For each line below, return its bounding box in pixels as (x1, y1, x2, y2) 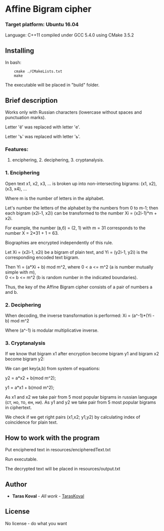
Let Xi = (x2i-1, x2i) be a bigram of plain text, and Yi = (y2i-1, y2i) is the (5, 249, 148, 255)
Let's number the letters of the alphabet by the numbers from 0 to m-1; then (5, 205, 159, 211)
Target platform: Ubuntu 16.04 (5, 21, 79, 28)
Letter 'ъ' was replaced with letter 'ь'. (5, 134, 81, 140)
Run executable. (5, 456, 38, 462)
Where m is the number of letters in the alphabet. (5, 195, 105, 201)
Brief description (5, 96, 58, 104)
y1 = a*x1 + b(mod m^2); (5, 385, 55, 391)
